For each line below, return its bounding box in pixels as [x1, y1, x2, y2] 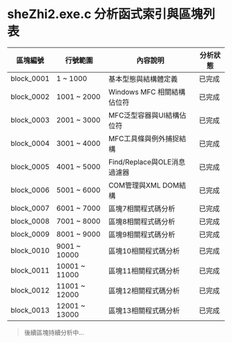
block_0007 [10, 203, 50, 213]
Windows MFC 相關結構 [108, 87, 186, 97]
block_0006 [10, 185, 50, 194]
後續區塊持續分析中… [23, 328, 84, 336]
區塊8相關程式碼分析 [108, 216, 176, 226]
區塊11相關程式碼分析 [108, 266, 180, 275]
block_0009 [10, 229, 50, 239]
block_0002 [10, 91, 50, 101]
